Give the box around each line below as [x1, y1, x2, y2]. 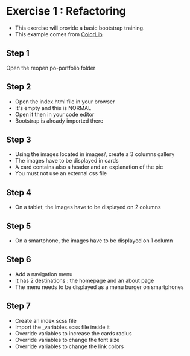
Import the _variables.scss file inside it [14, 323, 110, 331]
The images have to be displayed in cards [14, 157, 119, 164]
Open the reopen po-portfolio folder [6, 64, 96, 71]
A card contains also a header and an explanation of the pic [14, 163, 163, 170]
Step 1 [6, 48, 30, 59]
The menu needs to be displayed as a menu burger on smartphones [14, 283, 184, 291]
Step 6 [6, 254, 31, 265]
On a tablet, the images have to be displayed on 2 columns [14, 204, 161, 211]
